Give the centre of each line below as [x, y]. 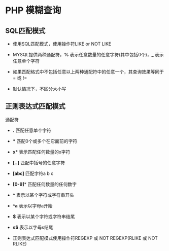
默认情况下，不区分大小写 [39, 89]
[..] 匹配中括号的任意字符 [39, 162]
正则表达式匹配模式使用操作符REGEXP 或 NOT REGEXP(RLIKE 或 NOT [85, 238]
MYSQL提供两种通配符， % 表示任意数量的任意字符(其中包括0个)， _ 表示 [88, 55]
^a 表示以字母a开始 [32, 205]
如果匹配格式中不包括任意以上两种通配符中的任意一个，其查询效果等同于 [88, 72]
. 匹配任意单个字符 [32, 130]
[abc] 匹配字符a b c [33, 173]
